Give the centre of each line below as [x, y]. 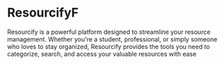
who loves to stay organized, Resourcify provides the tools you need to [109, 46]
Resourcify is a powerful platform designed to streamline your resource [109, 32]
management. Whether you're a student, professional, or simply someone [112, 39]
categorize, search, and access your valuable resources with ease [102, 54]
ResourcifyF [43, 13]
